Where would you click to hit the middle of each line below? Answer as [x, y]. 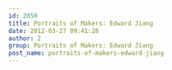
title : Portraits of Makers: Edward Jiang [81, 23]
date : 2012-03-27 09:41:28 [54, 31]
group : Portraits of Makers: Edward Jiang [81, 46]
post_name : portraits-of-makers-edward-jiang [86, 53]
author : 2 [25, 38]
